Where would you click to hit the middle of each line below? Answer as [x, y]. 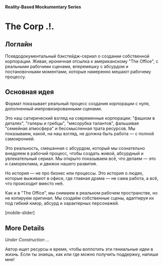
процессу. [16, 77]
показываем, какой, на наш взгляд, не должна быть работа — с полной [80, 134]
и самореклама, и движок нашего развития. [51, 164]
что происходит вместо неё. [35, 184]
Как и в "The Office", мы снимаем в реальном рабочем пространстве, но [81, 193]
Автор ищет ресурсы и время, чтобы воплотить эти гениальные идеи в [79, 249]
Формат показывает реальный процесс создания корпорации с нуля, [77, 104]
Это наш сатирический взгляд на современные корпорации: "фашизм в [80, 118]
